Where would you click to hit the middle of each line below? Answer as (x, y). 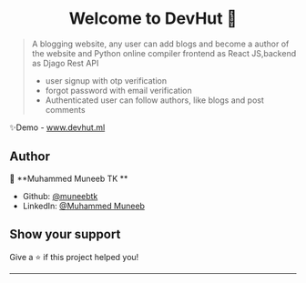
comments (65, 109)
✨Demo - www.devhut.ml (57, 127)
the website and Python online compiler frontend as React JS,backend (164, 53)
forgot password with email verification (119, 90)
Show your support (65, 234)
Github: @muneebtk (60, 196)
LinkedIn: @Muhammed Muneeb (84, 206)
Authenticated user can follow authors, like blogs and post (154, 100)
